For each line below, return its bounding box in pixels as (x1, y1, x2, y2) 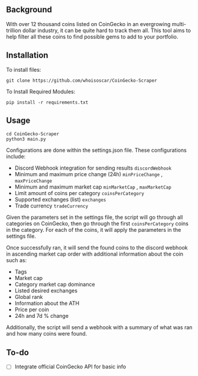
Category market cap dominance (14, 281, 96, 288)
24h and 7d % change (14, 313, 69, 320)
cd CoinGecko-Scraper (6, 131, 60, 137)
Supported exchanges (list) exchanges (14, 196, 106, 203)
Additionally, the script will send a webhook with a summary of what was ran (6, 324, 193, 331)
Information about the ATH (14, 299, 80, 307)
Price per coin (14, 306, 49, 313)
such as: (6, 257, 27, 264)
